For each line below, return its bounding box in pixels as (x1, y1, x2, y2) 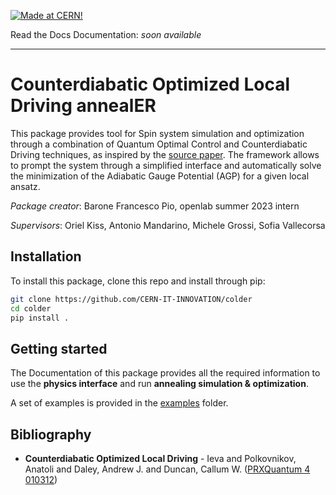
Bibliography (10, 426, 92, 443)
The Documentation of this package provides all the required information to (10, 367, 321, 379)
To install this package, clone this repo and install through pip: (10, 275, 266, 287)
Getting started (10, 340, 108, 357)
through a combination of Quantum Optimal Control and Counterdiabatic (10, 138, 308, 150)
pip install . (10, 313, 70, 323)
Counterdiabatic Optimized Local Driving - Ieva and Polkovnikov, (24, 453, 297, 464)
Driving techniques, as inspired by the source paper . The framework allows (10, 148, 320, 160)
